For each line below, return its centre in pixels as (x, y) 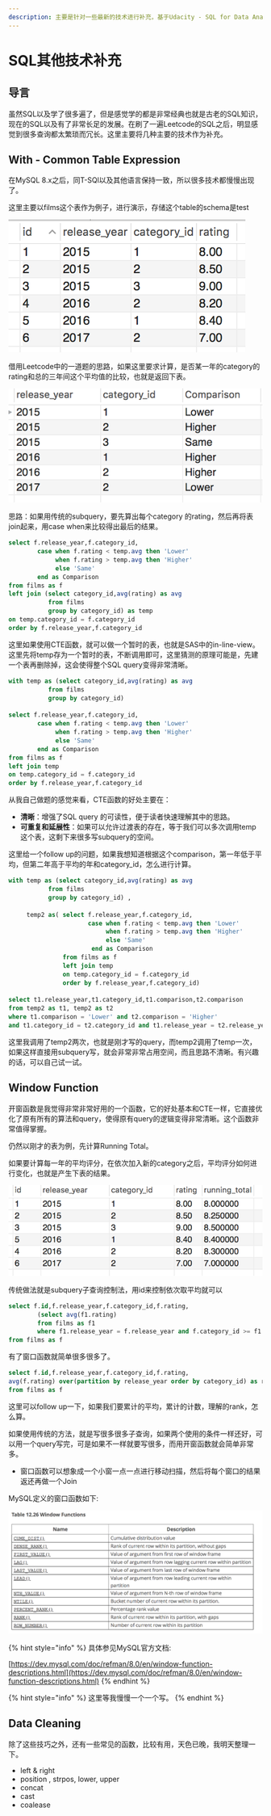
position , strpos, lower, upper (69, 1779)
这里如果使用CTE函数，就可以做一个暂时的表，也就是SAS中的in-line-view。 (134, 644)
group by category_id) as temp (100, 611)
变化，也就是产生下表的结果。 (65, 1173)
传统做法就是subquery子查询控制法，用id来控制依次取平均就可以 (116, 1289)
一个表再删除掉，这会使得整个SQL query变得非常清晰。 (100, 664)
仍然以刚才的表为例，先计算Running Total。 (81, 1146)
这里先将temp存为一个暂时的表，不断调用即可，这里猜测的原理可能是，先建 (133, 654)
